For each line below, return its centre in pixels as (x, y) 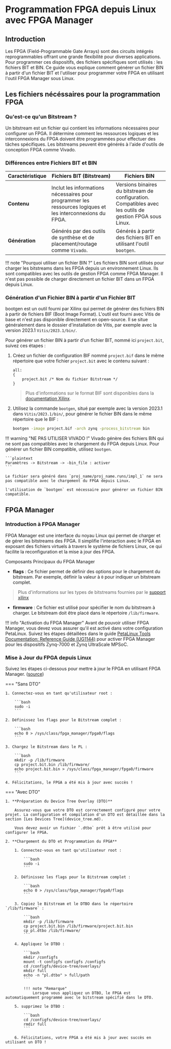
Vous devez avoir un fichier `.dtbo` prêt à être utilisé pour (83, 828)
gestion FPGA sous (139, 216)
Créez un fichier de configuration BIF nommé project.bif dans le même (88, 356)
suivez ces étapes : (25, 346)
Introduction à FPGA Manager (43, 524)
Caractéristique (27, 176)
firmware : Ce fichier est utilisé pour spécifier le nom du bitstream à (84, 607)
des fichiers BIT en (138, 237)
